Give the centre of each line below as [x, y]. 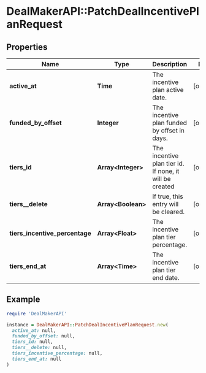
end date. [166, 278]
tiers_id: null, [32, 342]
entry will [166, 204]
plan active [168, 90]
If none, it [166, 171]
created [163, 186]
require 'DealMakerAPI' [37, 313]
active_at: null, [34, 330]
